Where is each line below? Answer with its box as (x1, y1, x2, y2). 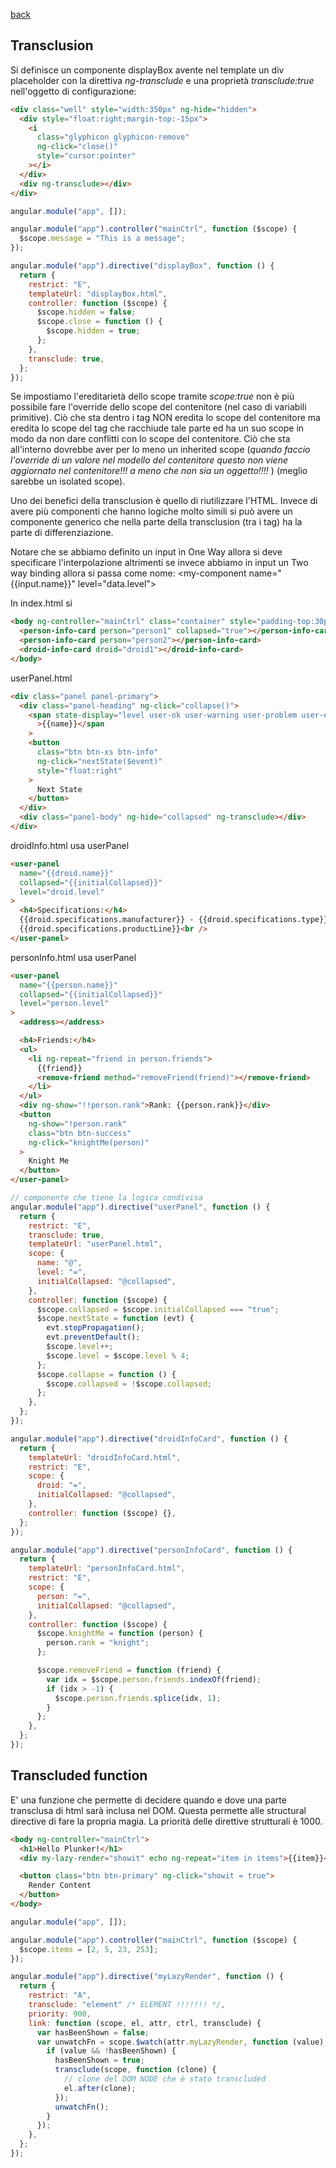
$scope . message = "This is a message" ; (19, 234, 186, 244)
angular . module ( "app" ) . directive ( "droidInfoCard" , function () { (10, 1434, 288, 1444)
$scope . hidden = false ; (36, 307, 137, 318)
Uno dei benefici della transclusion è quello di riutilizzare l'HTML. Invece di (10, 495, 318, 507)
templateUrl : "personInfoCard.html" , (28, 1564, 186, 1574)
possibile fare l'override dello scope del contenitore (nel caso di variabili (10, 401, 307, 413)
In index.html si (10, 597, 73, 609)
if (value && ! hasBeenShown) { (46, 2046, 177, 2056)
